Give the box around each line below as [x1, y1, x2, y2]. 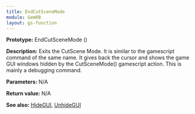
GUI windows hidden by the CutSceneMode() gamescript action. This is [6, 60, 182, 67]
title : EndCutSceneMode [6, 8, 65, 15]
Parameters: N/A [6, 78, 49, 85]
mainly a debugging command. [6, 67, 82, 74]
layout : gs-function [6, 20, 58, 26]
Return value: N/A [6, 90, 51, 97]
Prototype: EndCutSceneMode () [6, 36, 88, 44]
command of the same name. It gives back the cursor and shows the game [6, 54, 190, 61]
